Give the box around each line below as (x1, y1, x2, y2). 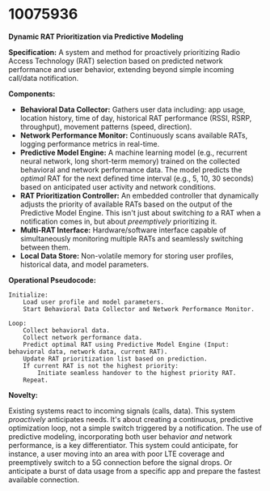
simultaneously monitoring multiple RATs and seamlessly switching (19, 233, 243, 243)
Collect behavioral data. (23, 326, 111, 335)
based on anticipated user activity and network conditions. (19, 181, 217, 191)
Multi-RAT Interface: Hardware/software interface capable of (19, 224, 226, 235)
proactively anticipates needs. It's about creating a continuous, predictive (8, 414, 254, 424)
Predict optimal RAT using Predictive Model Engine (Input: (23, 340, 230, 348)
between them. (19, 242, 71, 252)
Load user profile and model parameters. (23, 297, 164, 306)
